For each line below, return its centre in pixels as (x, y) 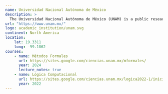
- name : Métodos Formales (41, 56)
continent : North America (32, 33)
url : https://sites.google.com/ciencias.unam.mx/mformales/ (82, 61)
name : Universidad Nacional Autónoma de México (56, 10)
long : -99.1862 (30, 47)
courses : (14, 51)
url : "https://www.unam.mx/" (35, 24)
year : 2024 (30, 65)
